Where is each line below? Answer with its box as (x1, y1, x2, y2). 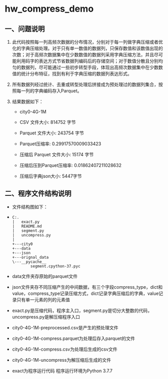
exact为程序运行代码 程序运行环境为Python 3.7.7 (12, 367, 113, 373)
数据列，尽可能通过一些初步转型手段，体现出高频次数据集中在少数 (21, 64, 159, 70)
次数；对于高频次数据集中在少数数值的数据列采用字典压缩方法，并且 (12, 52, 154, 57)
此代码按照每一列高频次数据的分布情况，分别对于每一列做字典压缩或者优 (12, 39, 163, 45)
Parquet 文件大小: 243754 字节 (19, 130, 85, 136)
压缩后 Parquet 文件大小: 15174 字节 (19, 152, 94, 157)
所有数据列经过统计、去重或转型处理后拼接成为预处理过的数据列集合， (12, 82, 159, 87)
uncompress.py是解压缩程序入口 (12, 314, 80, 320)
